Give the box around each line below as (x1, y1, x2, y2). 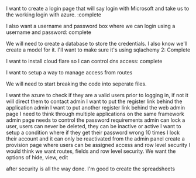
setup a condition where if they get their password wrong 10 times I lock (6, 129, 180, 136)
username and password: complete (6, 29, 92, 36)
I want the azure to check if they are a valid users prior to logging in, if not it (6, 92, 189, 98)
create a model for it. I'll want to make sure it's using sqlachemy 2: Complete (6, 46, 191, 53)
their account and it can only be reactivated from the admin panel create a (6, 135, 185, 142)
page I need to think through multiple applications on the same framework (6, 111, 184, 117)
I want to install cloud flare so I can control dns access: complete (6, 58, 163, 64)
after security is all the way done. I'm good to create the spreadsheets (6, 165, 176, 172)
